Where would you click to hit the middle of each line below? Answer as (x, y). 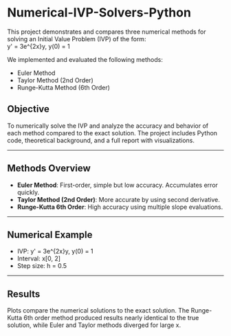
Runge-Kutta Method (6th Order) (63, 87)
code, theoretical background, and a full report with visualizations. (101, 140)
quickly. (28, 192)
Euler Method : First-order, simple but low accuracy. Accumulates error (118, 185)
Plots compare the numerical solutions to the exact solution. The (98, 311)
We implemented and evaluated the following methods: (85, 59)
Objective (29, 109)
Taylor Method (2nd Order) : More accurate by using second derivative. (118, 199)
